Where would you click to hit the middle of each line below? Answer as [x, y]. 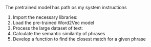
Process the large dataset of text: [48, 28]
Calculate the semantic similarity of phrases [59, 33]
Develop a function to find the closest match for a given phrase [79, 39]
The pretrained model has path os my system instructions [66, 7]
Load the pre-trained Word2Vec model [53, 23]
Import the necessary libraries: [45, 17]
